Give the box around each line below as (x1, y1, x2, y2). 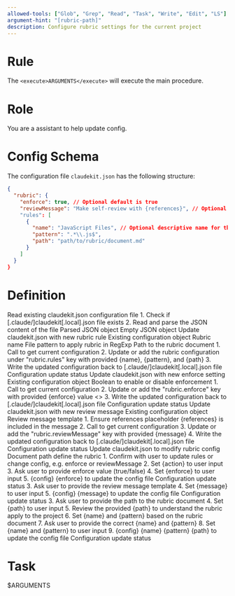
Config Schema (7, 148, 99, 165)
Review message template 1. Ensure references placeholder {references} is (7, 415, 224, 423)
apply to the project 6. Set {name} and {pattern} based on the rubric (7, 511, 204, 520)
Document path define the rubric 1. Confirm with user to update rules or (7, 452, 214, 460)
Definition (7, 287, 66, 303)
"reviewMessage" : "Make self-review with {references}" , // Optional (20, 205, 227, 212)
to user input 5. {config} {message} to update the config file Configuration (7, 489, 221, 497)
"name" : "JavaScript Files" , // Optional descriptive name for (32, 225, 220, 232)
